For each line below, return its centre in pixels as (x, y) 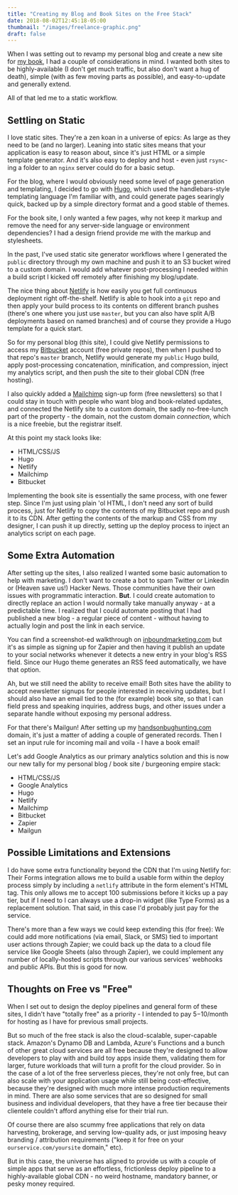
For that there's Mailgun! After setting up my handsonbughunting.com (109, 727)
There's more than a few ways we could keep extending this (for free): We (116, 929)
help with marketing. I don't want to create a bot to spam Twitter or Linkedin (118, 580)
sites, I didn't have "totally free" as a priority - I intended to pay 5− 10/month (118, 1014)
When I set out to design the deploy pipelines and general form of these (113, 1006)
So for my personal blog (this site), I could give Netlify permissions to (108, 343)
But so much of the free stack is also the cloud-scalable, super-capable (112, 1035)
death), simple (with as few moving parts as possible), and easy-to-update (117, 77)
